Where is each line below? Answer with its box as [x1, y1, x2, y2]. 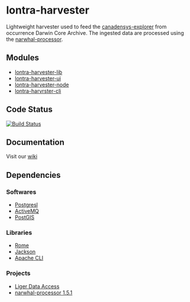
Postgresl [14, 202, 38, 209]
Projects [6, 269, 31, 278]
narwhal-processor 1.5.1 [14, 289, 73, 296]
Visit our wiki [6, 153, 38, 160]
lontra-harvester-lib [14, 69, 63, 76]
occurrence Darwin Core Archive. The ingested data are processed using [6, 29, 184, 36]
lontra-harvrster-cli [14, 87, 61, 95]
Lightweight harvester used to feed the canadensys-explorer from [6, 23, 167, 30]
